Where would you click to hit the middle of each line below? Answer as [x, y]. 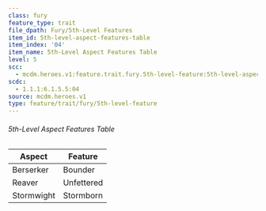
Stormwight [34, 196]
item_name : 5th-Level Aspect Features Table [83, 52]
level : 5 [23, 60]
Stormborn [83, 196]
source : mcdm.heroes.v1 [47, 96]
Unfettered [83, 183]
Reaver [25, 183]
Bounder [79, 170]
